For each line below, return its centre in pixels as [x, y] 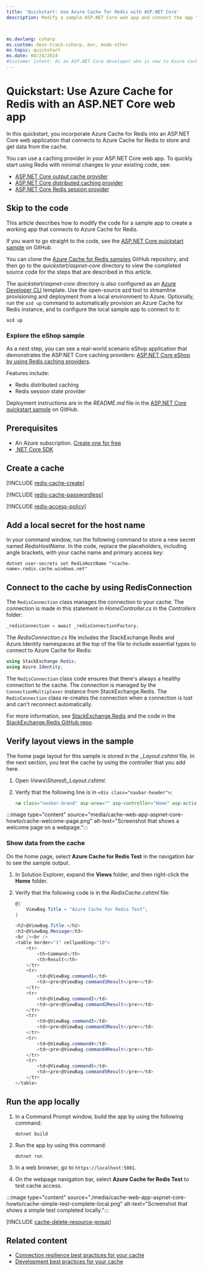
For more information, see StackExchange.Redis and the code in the [91, 716]
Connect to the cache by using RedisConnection [99, 587]
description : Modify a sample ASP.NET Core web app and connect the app [100, 18]
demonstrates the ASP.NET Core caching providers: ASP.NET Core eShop [98, 355]
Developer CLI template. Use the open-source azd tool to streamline [91, 290]
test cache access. [38, 1185]
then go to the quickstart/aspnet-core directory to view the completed [94, 265]
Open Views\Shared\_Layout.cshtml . [61, 780]
